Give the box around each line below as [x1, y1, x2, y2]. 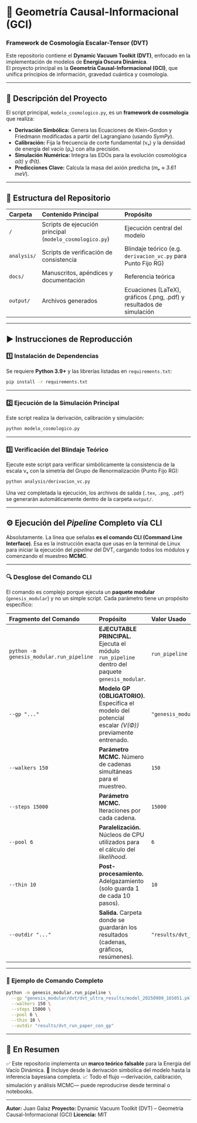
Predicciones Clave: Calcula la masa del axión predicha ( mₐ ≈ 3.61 [14, 164, 176, 171]
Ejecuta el [98, 640, 126, 648]
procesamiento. [98, 870, 144, 878]
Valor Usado [151, 615, 186, 623]
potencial [98, 714, 125, 722]
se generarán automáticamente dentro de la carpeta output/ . [6, 496, 154, 503]
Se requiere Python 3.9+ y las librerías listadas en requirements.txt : [6, 367, 172, 375]
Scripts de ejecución [42, 220, 98, 229]
